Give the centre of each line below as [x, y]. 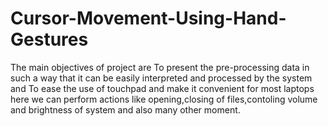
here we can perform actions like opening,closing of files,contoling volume [164, 99]
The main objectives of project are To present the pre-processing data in [160, 67]
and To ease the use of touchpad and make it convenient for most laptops [162, 88]
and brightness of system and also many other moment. [125, 109]
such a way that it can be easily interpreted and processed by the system [161, 78]
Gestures [49, 39]
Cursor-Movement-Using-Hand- [148, 18]
